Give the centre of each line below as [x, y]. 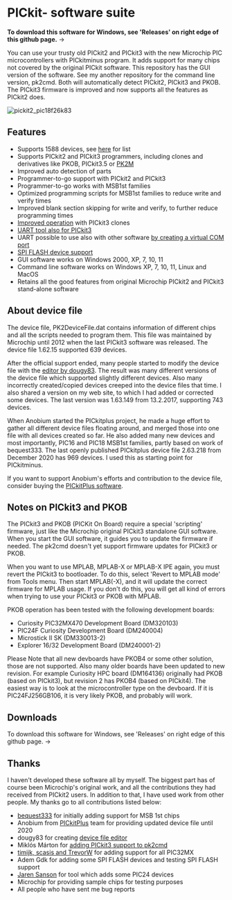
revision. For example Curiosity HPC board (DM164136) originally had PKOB [115, 673]
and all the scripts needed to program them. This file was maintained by [110, 335]
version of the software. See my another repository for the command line [111, 75]
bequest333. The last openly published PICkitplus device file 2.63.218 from [114, 450]
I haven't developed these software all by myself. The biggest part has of [111, 780]
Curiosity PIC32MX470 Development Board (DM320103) [98, 623]
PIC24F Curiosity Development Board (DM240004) [90, 631]
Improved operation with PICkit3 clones [73, 223]
